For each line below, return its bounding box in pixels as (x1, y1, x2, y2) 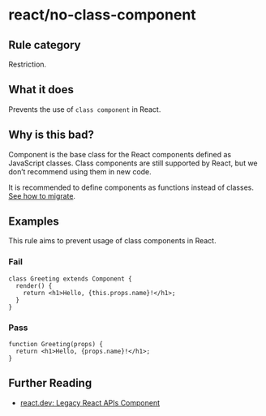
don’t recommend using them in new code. (8, 166, 152, 176)
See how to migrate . (8, 191, 75, 200)
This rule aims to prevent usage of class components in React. (8, 236, 217, 246)
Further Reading (8, 376, 92, 390)
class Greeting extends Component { (8, 274, 132, 283)
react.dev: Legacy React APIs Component (19, 397, 161, 407)
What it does (8, 83, 75, 96)
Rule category (8, 38, 81, 52)
